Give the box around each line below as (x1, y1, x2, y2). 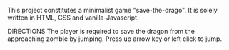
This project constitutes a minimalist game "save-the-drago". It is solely (7, 6, 218, 14)
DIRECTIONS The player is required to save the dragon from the (7, 27, 195, 35)
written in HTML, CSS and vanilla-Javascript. (7, 13, 139, 22)
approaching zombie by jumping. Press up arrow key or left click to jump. (7, 35, 223, 43)
